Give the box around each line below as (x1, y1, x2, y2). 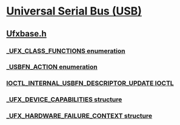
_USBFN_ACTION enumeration (6, 62, 98, 71)
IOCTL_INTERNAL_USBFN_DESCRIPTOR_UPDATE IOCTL (6, 79, 174, 87)
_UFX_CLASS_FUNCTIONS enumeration (6, 47, 125, 55)
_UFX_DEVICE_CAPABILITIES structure (6, 95, 122, 104)
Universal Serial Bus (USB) (6, 4, 142, 18)
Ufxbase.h (6, 29, 47, 39)
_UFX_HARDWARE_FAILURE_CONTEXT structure (6, 112, 153, 120)
